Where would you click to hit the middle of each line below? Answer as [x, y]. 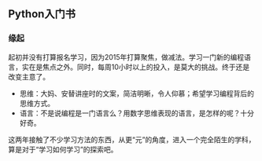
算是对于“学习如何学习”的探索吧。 [63, 149]
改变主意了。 [29, 76]
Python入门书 [42, 14]
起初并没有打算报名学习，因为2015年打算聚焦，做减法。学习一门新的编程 [126, 57]
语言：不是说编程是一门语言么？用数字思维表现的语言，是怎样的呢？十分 [137, 113]
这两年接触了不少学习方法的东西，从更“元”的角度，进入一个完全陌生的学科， [132, 139]
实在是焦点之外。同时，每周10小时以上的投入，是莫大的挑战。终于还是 [136, 67]
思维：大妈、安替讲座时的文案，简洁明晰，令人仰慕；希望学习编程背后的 [137, 93]
